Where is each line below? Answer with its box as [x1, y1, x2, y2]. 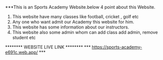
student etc [12, 34, 36, 40]
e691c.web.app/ [5, 49, 38, 55]
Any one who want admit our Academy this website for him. [12, 19, 135, 25]
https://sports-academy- [91, 44, 142, 50]
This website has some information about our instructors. [12, 24, 129, 30]
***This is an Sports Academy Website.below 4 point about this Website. [5, 4, 156, 10]
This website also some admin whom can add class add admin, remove [12, 30, 158, 35]
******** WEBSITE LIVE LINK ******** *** [5, 44, 91, 50]
